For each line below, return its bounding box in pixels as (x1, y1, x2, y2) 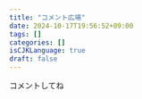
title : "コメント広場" (9, 12, 86, 22)
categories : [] (9, 37, 66, 47)
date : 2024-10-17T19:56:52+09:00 (9, 21, 134, 30)
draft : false (9, 54, 58, 63)
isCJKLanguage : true (9, 46, 87, 55)
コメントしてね (9, 80, 64, 90)
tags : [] (9, 29, 42, 38)
